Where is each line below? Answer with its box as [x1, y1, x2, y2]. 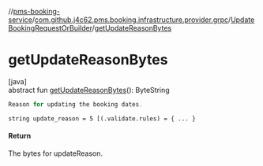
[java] [8, 76, 28, 86]
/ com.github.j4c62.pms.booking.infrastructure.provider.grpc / [32, 15, 231, 24]
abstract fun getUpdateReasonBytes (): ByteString [8, 85, 170, 94]
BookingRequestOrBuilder [8, 24, 92, 32]
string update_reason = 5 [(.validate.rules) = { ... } [8, 114, 196, 123]
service [8, 15, 33, 24]
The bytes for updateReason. [8, 149, 103, 158]
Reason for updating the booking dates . [8, 100, 144, 109]
